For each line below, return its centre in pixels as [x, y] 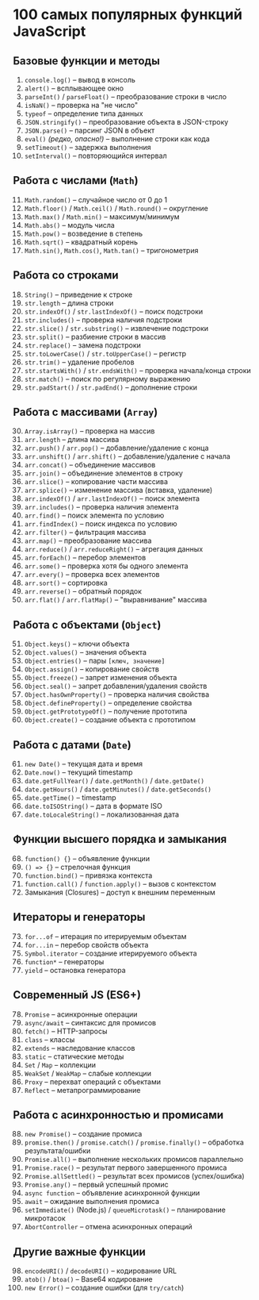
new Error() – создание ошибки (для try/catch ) [104, 1288]
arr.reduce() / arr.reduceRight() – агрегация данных [114, 549]
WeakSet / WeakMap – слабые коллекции [88, 1073]
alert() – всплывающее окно [74, 88]
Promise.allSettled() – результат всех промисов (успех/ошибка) [134, 1176]
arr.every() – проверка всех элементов [92, 575]
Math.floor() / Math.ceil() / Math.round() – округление [116, 208]
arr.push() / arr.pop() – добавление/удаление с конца [116, 448]
